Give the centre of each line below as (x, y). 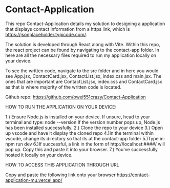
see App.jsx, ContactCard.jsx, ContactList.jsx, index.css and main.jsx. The (83, 76)
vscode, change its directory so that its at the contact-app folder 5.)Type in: (85, 138)
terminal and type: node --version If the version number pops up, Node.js (83, 122)
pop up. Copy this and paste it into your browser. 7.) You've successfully (81, 149)
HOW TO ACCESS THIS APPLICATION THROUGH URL (62, 164)
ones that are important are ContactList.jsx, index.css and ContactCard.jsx (84, 81)
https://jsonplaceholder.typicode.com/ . (46, 34)
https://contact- (133, 175)
